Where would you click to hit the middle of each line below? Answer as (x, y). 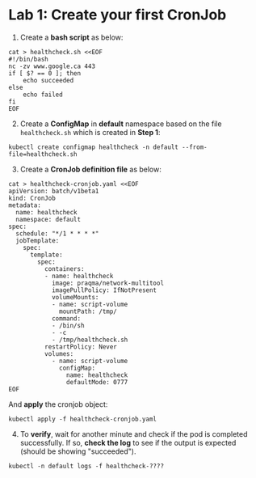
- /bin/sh (68, 325)
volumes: (59, 353)
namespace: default (48, 219)
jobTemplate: (38, 240)
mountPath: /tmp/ (88, 311)
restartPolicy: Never (80, 347)
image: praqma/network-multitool (107, 283)
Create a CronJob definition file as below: (90, 169)
